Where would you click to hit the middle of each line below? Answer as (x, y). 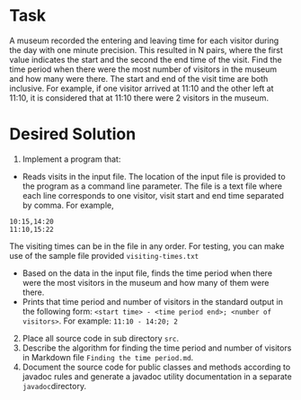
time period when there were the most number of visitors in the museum (143, 69)
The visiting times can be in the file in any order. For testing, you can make (147, 246)
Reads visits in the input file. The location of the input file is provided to (154, 176)
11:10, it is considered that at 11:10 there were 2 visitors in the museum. (139, 98)
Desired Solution (73, 134)
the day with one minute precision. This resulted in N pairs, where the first (146, 49)
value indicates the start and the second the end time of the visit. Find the (146, 59)
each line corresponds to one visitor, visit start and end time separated (153, 195)
